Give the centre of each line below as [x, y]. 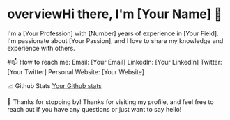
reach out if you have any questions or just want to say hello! [94, 109]
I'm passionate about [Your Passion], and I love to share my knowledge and [115, 40]
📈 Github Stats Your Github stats [55, 85]
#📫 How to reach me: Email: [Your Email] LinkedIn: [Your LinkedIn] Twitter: [115, 62]
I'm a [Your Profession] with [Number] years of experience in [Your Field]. [113, 33]
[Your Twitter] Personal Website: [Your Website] [76, 71]
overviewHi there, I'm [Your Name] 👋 [115, 14]
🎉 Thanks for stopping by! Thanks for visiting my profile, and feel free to [110, 102]
